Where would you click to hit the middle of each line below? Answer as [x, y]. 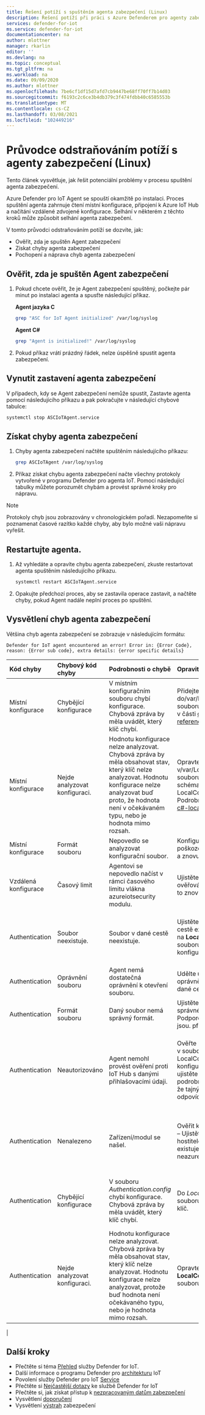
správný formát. [131, 1018]
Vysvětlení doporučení [43, 1399]
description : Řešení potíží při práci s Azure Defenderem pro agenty [97, 18]
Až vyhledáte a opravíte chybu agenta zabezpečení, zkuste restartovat [104, 564]
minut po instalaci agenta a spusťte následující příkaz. [83, 295]
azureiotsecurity [132, 896]
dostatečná [125, 977]
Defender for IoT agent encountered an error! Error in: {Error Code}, [99, 645]
